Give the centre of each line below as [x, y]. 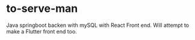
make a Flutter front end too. [42, 31]
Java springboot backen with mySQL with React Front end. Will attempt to [98, 25]
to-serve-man [42, 9]
